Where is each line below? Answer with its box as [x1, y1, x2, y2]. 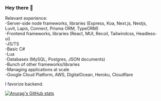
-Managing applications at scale [5, 67, 70, 72]
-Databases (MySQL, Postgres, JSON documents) [5, 57, 106, 62]
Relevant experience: [5, 15, 48, 21]
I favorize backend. [5, 81, 44, 87]
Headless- [136, 31, 157, 37]
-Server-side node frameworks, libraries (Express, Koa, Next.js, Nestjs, [5, 20, 147, 26]
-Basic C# [5, 46, 25, 52]
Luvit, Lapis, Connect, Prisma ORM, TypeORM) [5, 26, 99, 31]
